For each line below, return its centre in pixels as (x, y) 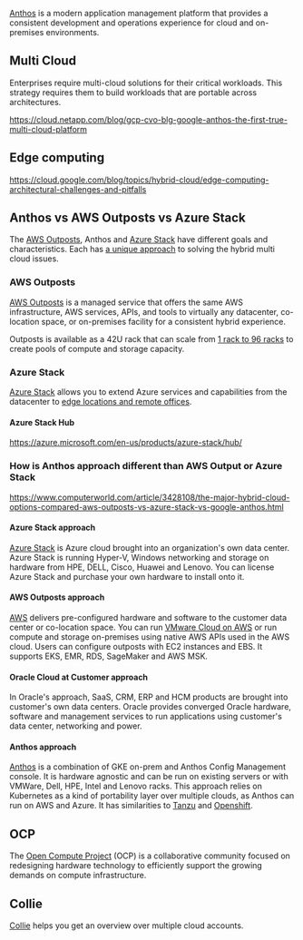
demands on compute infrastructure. (78, 876)
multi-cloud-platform (49, 129)
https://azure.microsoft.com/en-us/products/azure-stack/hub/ (126, 443)
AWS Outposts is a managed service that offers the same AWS (126, 302)
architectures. (35, 102)
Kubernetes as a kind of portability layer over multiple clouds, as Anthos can (152, 796)
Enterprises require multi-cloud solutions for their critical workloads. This (146, 83)
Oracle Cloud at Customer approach (78, 677)
